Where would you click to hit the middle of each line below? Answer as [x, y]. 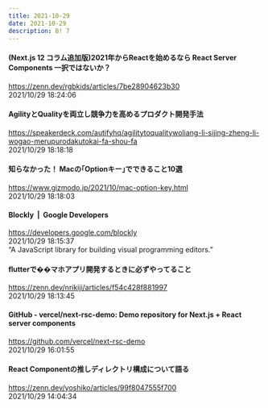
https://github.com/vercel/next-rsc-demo [77, 341]
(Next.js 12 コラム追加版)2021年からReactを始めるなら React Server [123, 57]
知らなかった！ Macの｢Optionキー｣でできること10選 [95, 169]
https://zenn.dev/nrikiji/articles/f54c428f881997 [88, 288]
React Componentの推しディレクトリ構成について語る [99, 369]
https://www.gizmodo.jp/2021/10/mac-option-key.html [99, 187]
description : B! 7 [39, 31]
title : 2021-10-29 [39, 16]
